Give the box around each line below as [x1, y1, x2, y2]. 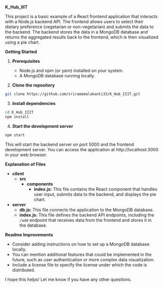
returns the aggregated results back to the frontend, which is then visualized [5, 34, 159, 40]
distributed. [12, 267, 36, 273]
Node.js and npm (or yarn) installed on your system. [19, 68, 124, 73]
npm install [5, 114, 29, 119]
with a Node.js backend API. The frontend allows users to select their [5, 19, 144, 24]
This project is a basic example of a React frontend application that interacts [5, 14, 158, 19]
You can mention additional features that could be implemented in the [12, 251, 152, 257]
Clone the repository [12, 82, 55, 88]
